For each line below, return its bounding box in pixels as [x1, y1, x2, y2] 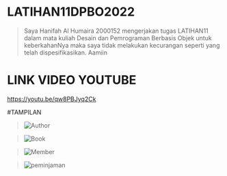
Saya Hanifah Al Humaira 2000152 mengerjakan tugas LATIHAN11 [23, 27, 209, 35]
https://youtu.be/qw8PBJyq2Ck [7, 95, 96, 103]
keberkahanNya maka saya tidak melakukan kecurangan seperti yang [23, 41, 220, 49]
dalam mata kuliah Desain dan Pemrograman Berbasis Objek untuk [23, 33, 212, 42]
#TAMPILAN [7, 108, 42, 116]
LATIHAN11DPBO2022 [7, 4, 135, 20]
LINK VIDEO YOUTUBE [7, 72, 137, 88]
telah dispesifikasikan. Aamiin [23, 48, 108, 57]
